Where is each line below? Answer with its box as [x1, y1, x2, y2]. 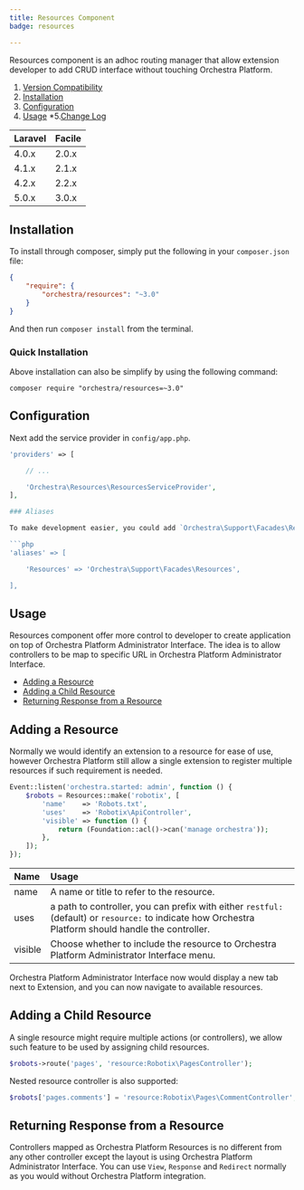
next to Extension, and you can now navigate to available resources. [9, 982, 263, 993]
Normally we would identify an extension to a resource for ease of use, [9, 746, 274, 757]
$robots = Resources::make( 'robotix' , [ [25, 791, 180, 801]
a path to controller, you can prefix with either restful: [50, 900, 283, 913]
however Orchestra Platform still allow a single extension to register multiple [9, 756, 292, 766]
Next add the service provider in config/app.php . [9, 432, 191, 443]
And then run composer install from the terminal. [9, 323, 195, 334]
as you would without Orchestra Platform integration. [9, 1171, 206, 1182]
